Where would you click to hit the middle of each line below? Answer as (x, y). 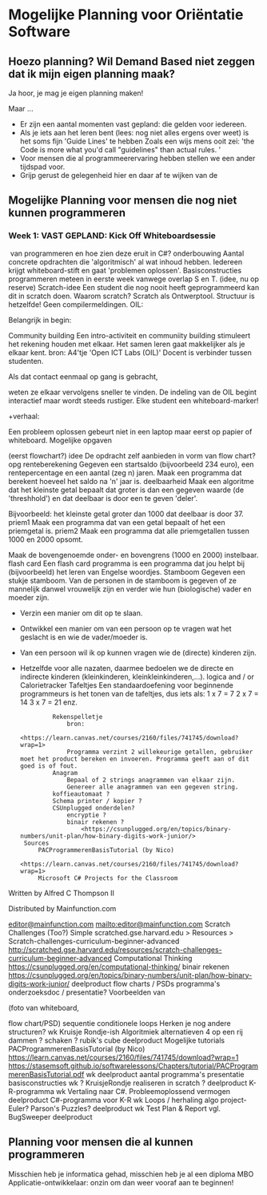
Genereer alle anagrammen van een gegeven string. (153, 787)
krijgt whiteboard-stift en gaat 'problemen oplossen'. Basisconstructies (125, 270)
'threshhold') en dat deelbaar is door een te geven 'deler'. (103, 498)
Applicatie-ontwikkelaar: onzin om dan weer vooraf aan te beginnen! (121, 1182)
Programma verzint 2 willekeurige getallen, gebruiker (160, 752)
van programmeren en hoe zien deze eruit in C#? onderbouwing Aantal (127, 253)
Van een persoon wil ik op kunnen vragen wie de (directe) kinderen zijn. (138, 652)
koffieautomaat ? (81, 794)
